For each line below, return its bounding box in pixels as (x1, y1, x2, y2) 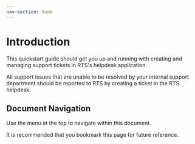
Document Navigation (6, 103, 91, 114)
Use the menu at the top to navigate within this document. (6, 119, 151, 127)
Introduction (6, 34, 70, 48)
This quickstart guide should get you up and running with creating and (6, 55, 182, 62)
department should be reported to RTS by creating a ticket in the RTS (6, 79, 180, 87)
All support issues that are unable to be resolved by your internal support (6, 73, 190, 80)
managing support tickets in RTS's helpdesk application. (6, 61, 148, 68)
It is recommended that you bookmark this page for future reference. (6, 131, 179, 139)
